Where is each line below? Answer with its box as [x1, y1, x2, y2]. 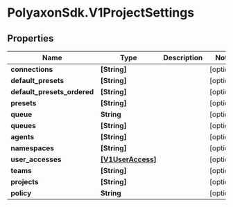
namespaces [10, 143, 54, 153]
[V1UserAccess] [100, 154, 157, 164]
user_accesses [10, 154, 62, 164]
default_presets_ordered [10, 87, 94, 96]
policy [10, 188, 32, 198]
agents [10, 132, 35, 141]
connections [10, 64, 53, 74]
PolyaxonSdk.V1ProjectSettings [7, 5, 195, 21]
